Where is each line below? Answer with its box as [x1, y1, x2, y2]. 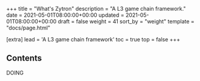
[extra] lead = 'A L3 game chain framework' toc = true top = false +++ [6, 36, 181, 43]
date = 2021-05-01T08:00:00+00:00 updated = [6, 11, 124, 19]
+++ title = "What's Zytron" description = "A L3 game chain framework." [6, 5, 186, 12]
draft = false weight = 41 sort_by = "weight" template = [57, 18, 195, 25]
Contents [6, 53, 42, 64]
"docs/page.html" [6, 24, 51, 31]
